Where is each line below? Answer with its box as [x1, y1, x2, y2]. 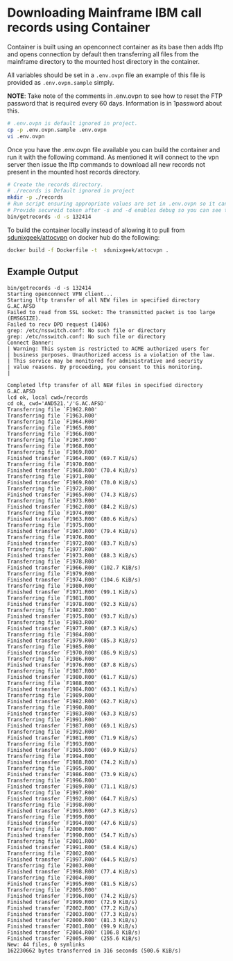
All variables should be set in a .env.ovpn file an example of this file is [7, 71, 206, 79]
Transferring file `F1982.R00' [7, 607, 98, 614]
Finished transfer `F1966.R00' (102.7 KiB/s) [7, 564, 141, 571]
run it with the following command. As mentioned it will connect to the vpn [7, 153, 220, 161]
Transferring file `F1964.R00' [7, 418, 98, 425]
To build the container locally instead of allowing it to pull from [7, 226, 185, 234]
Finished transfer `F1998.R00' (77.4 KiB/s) [7, 868, 138, 875]
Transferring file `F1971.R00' [7, 473, 98, 480]
